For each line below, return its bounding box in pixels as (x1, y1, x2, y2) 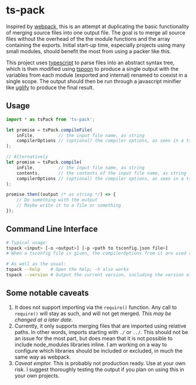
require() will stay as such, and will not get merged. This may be (14, 310, 171, 317)
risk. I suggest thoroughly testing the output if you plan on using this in (14, 366, 185, 373)
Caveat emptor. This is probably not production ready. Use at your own (14, 359, 185, 366)
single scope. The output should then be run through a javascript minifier (6, 77, 182, 85)
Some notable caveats (6, 288, 89, 298)
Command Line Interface (6, 224, 98, 234)
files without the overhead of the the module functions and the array (6, 35, 170, 42)
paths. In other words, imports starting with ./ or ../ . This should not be (14, 328, 188, 335)
